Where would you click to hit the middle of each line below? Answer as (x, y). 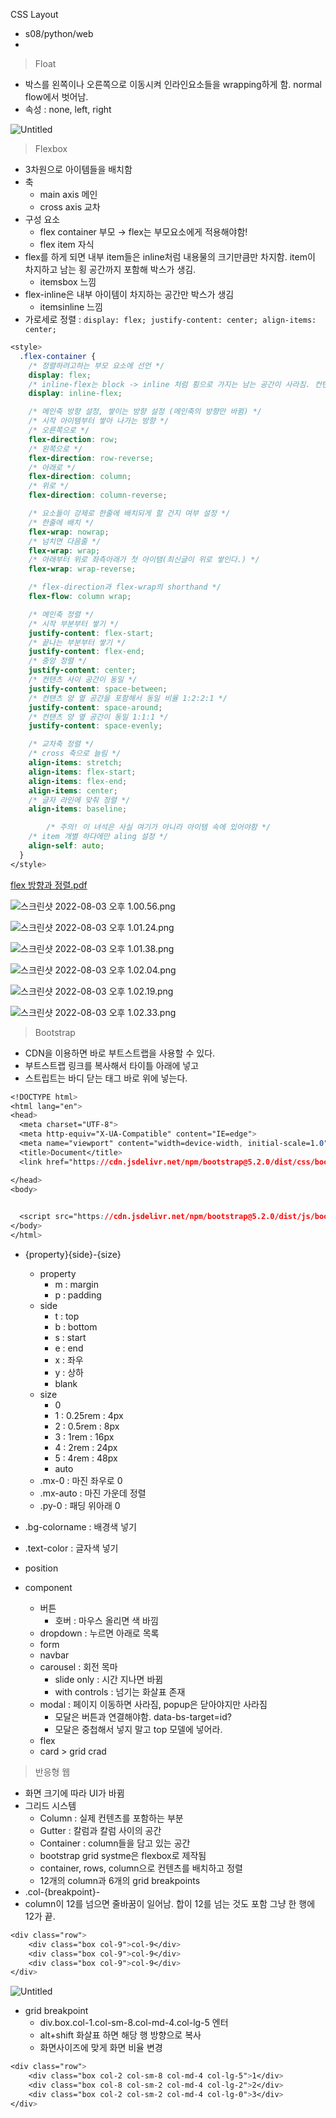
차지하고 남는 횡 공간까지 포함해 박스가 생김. (110, 269)
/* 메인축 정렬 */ (61, 614)
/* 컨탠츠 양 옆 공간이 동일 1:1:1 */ (98, 717)
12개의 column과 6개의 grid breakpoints (120, 1880)
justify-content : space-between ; (98, 689)
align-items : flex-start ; (82, 772)
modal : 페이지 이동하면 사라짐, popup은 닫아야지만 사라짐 (153, 1704)
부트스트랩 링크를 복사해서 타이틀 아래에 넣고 (112, 1065)
